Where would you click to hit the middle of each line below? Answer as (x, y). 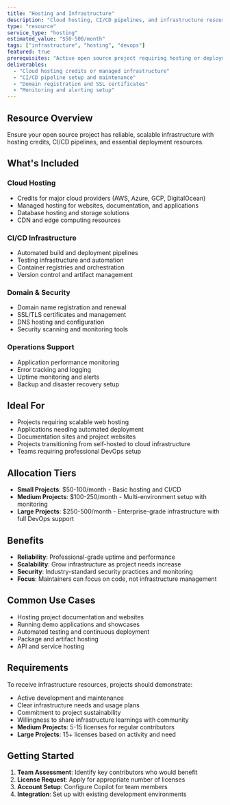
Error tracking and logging (54, 369)
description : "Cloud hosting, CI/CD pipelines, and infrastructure (105, 20)
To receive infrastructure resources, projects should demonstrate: (100, 684)
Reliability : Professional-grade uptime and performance (96, 557)
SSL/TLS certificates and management (72, 315)
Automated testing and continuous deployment (83, 631)
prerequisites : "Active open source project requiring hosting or (104, 58)
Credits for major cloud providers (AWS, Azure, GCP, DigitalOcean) (111, 198)
